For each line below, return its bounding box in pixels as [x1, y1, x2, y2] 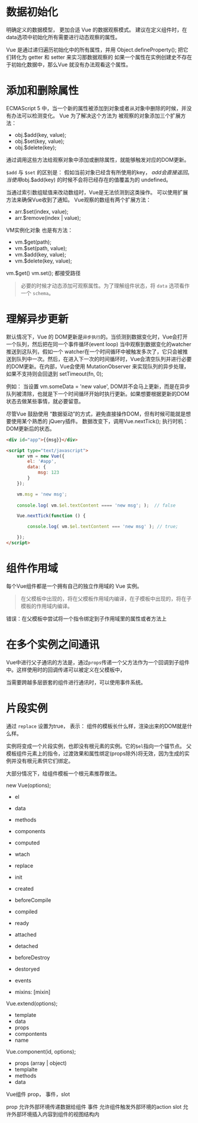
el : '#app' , [27, 459, 57, 465]
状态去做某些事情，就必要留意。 [6, 398, 84, 405]
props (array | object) [14, 1059, 67, 1067]
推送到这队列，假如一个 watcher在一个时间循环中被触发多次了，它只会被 [6, 348, 183, 355]
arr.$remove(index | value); [14, 214, 81, 221]
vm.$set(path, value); [14, 244, 67, 252]
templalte [14, 1066, 38, 1073]
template [14, 1011, 37, 1018]
